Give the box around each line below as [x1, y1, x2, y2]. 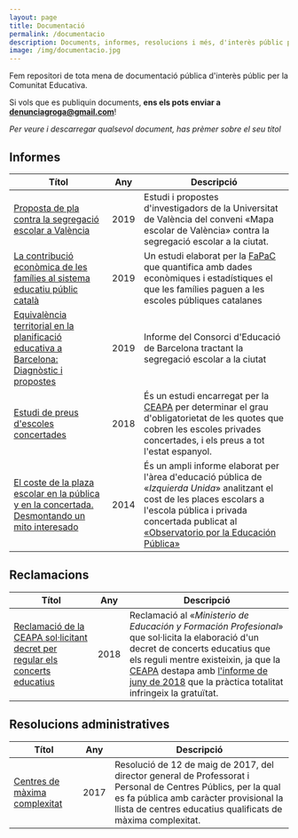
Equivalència [13, 308, 67, 321]
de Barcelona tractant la [143, 341, 244, 354]
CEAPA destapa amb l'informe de [129, 664, 268, 676]
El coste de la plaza [13, 476, 95, 489]
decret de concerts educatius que [129, 642, 271, 654]
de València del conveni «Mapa [143, 212, 274, 225]
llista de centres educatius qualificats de [114, 802, 283, 815]
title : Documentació [9, 21, 86, 30]
